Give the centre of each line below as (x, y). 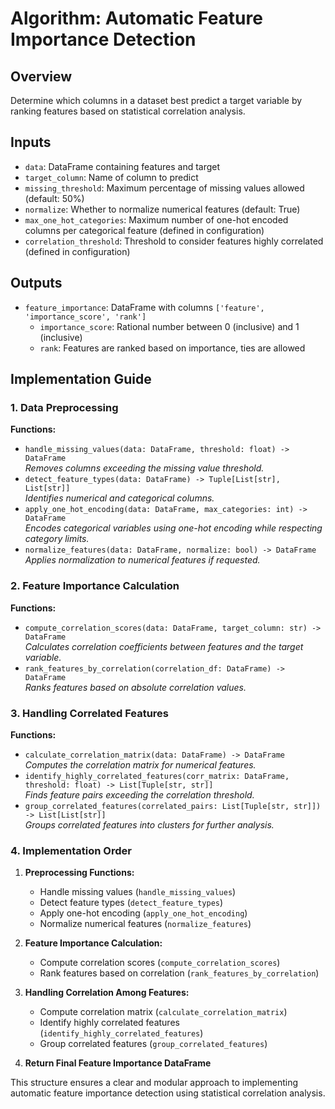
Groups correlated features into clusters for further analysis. (149, 824)
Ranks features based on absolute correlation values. (135, 687)
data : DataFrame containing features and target (122, 166)
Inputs (31, 142)
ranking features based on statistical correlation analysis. (128, 111)
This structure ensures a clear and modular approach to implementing (154, 1083)
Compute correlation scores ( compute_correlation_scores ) (160, 963)
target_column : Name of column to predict (111, 177)
